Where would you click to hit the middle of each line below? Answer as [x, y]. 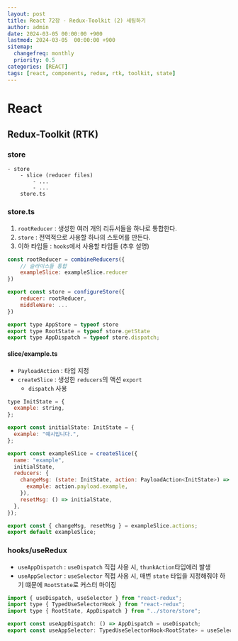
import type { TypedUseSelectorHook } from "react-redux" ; [96, 604]
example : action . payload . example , [77, 486]
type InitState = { [36, 401]
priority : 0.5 [34, 60]
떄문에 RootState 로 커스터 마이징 [71, 584]
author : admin [28, 27]
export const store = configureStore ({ [66, 292]
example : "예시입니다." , [47, 434]
